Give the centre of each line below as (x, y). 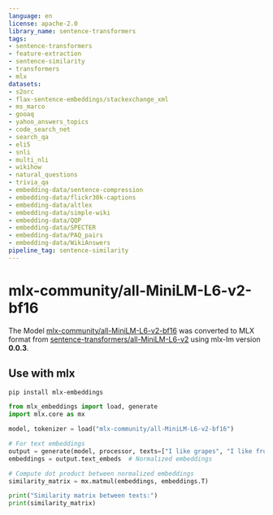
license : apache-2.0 (43, 24)
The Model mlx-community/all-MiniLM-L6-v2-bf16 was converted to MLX (131, 330)
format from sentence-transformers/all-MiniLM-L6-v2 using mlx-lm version (135, 339)
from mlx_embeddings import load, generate (83, 407)
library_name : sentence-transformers (72, 31)
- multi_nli (28, 159)
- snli (19, 152)
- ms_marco (27, 107)
